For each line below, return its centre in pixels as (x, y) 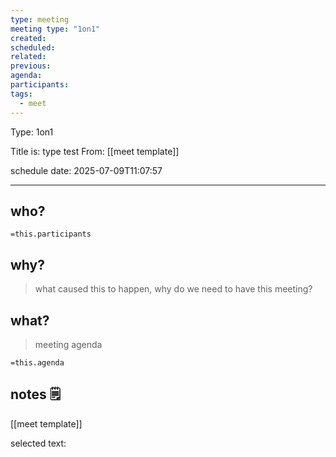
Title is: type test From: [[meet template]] (95, 151)
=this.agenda (37, 362)
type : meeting (40, 19)
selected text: (38, 443)
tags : (21, 94)
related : (28, 57)
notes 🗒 (36, 394)
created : (28, 38)
